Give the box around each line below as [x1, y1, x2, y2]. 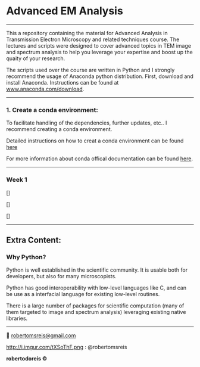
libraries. [6, 315, 28, 322]
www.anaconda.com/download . [6, 85, 85, 92]
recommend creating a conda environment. [6, 126, 112, 133]
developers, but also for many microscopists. [6, 273, 117, 280]
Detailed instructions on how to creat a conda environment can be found [6, 137, 184, 144]
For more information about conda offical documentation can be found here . [6, 155, 193, 162]
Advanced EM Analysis [6, 4, 123, 18]
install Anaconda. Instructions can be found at [6, 79, 119, 86]
